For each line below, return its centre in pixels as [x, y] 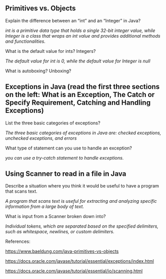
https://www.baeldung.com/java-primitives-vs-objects [62, 252]
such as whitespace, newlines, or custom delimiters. [60, 232]
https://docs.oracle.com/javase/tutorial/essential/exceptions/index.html [80, 261]
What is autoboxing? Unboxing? [38, 71]
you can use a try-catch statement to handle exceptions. [65, 158]
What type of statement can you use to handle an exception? [69, 148]
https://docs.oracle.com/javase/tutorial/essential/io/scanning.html [74, 271]
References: [18, 241]
